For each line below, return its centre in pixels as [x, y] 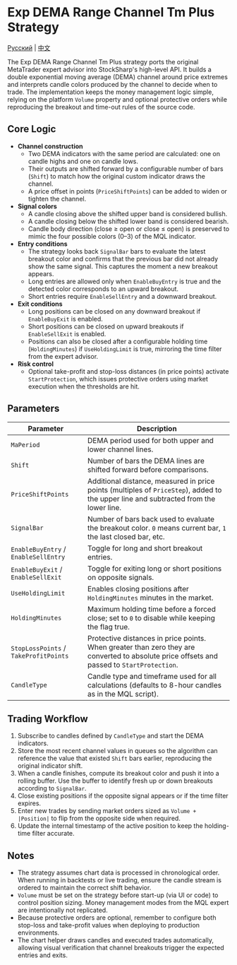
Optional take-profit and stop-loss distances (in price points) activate [128, 371]
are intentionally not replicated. [62, 910]
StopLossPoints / [38, 648]
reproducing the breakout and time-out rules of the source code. [101, 107]
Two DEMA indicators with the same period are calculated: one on [124, 153]
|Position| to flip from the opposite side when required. [99, 818]
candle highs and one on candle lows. [83, 161]
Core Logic [32, 129]
